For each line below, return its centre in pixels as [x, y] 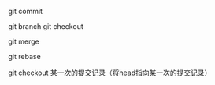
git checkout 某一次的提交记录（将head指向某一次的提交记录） [110, 73]
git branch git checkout [46, 26]
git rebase [24, 57]
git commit [26, 11]
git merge [24, 41]
